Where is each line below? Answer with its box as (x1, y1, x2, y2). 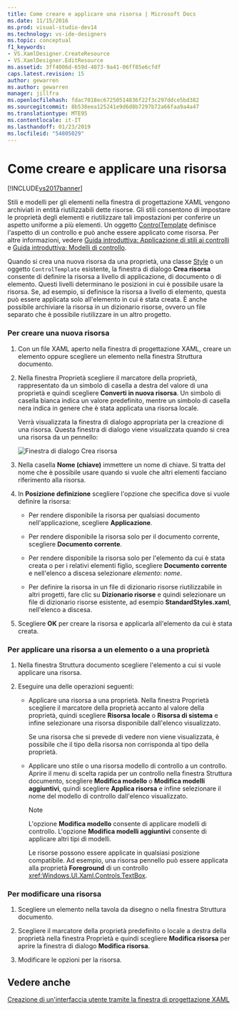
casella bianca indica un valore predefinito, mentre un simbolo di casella (17, 396, 230, 405)
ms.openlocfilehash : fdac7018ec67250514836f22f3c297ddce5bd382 (7, 97, 200, 104)
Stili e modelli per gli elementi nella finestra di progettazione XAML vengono (7, 198, 230, 207)
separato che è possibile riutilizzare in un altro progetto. (7, 310, 172, 319)
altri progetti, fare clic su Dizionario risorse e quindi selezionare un (28, 590, 226, 599)
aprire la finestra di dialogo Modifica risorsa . (17, 942, 151, 950)
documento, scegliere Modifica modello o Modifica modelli (28, 776, 205, 785)
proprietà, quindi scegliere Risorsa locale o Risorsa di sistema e (28, 711, 219, 719)
